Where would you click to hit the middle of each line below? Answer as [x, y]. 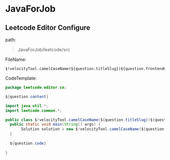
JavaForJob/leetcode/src [44, 50]
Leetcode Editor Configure [48, 28]
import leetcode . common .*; [34, 110]
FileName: [16, 59]
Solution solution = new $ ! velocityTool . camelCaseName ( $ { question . [94, 129]
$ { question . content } [27, 97]
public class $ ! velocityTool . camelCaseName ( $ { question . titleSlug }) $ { [80, 120]
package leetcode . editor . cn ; [36, 87]
